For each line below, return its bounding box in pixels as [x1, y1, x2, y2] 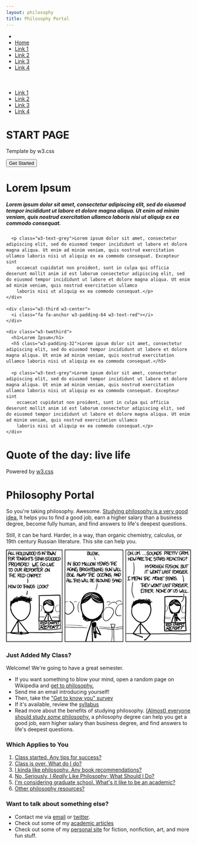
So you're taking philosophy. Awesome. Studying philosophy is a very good [6, 508, 188, 515]
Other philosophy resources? [14, 785, 85, 792]
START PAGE [6, 128, 70, 141]
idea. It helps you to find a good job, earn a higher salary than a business [6, 514, 182, 521]
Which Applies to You [6, 740, 69, 749]
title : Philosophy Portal [6, 15, 69, 22]
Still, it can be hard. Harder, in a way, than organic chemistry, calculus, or [6, 531, 182, 539]
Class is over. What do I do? [14, 760, 82, 767]
